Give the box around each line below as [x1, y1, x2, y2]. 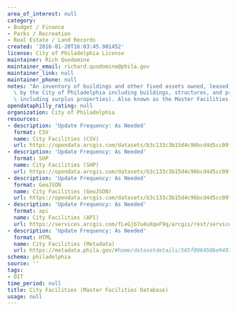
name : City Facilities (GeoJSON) [13, 188, 112, 195]
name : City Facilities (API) [13, 214, 99, 221]
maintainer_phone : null [7, 76, 78, 83]
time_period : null [7, 280, 61, 287]
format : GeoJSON [13, 181, 61, 188]
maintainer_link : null [7, 69, 74, 76]
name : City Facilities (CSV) [13, 135, 99, 142]
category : [7, 17, 37, 24]
